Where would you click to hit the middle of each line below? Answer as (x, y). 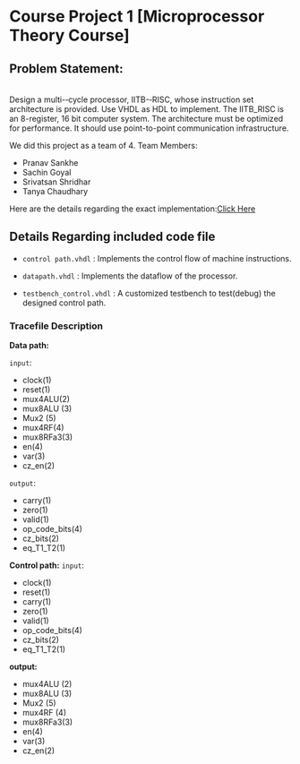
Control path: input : (47, 565)
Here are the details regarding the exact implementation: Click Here (133, 209)
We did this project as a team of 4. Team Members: (103, 146)
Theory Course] (69, 35)
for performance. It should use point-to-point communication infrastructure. (149, 128)
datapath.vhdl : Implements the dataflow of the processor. (130, 276)
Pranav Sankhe (50, 163)
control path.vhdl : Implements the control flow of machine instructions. (157, 258)
